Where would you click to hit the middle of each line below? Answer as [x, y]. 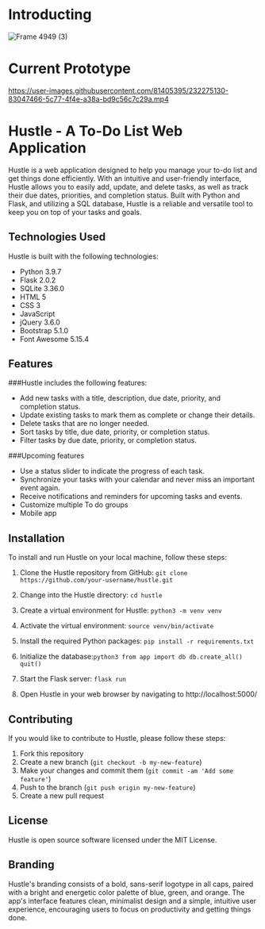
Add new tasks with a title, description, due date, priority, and [120, 398]
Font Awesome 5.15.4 [54, 339]
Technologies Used [57, 237]
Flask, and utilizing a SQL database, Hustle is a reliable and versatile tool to [131, 203]
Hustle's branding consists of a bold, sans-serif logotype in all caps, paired [131, 884]
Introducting [50, 15]
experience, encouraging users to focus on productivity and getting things [130, 909]
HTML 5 [33, 297]
